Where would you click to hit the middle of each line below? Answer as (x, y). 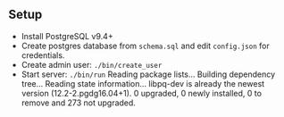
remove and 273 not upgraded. (78, 103)
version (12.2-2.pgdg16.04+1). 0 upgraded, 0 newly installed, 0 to (142, 93)
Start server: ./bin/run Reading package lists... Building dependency (148, 74)
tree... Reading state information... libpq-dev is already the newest (143, 83)
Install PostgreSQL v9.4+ (67, 36)
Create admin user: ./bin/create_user (92, 64)
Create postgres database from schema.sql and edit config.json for (145, 46)
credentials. (43, 55)
